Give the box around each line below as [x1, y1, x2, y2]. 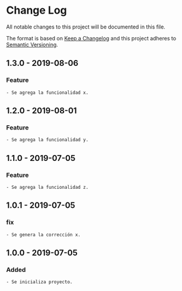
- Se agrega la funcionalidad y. [6, 137, 89, 143]
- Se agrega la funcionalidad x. [6, 90, 89, 96]
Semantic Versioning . [6, 41, 58, 48]
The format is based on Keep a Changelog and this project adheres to [6, 34, 177, 42]
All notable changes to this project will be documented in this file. [6, 23, 166, 30]
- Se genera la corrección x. [6, 232, 81, 238]
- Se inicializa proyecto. [6, 279, 73, 285]
